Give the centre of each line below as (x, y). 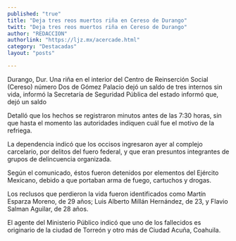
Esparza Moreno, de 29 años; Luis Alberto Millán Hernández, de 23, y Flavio (118, 201)
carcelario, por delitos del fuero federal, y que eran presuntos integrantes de (118, 152)
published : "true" (34, 14)
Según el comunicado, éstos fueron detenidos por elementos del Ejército (113, 173)
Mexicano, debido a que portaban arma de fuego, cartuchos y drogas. (109, 180)
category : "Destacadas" (42, 47)
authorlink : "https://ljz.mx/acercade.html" (74, 40)
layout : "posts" (31, 54)
